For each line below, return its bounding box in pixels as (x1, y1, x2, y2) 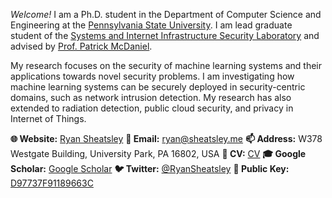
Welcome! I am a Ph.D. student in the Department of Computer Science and (10, 9, 322, 20)
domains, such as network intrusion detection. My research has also (10, 92, 292, 103)
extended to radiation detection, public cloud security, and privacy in (10, 102, 294, 114)
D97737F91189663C (10, 177, 94, 189)
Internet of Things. (10, 113, 87, 124)
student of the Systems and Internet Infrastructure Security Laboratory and (10, 30, 320, 41)
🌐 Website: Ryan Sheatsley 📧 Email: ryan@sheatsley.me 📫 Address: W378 (10, 133, 323, 144)
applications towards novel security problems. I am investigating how (10, 70, 295, 82)
